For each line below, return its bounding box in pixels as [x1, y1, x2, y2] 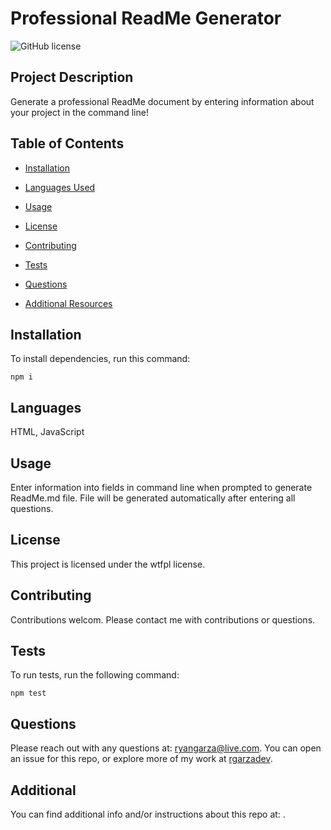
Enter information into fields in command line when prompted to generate [10, 482, 313, 493]
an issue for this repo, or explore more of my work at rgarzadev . [10, 753, 273, 765]
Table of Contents [10, 135, 125, 152]
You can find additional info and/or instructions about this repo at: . [10, 808, 286, 821]
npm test [10, 688, 47, 699]
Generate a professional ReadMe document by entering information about [10, 95, 315, 107]
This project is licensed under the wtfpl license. [10, 558, 206, 570]
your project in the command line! [10, 106, 149, 118]
